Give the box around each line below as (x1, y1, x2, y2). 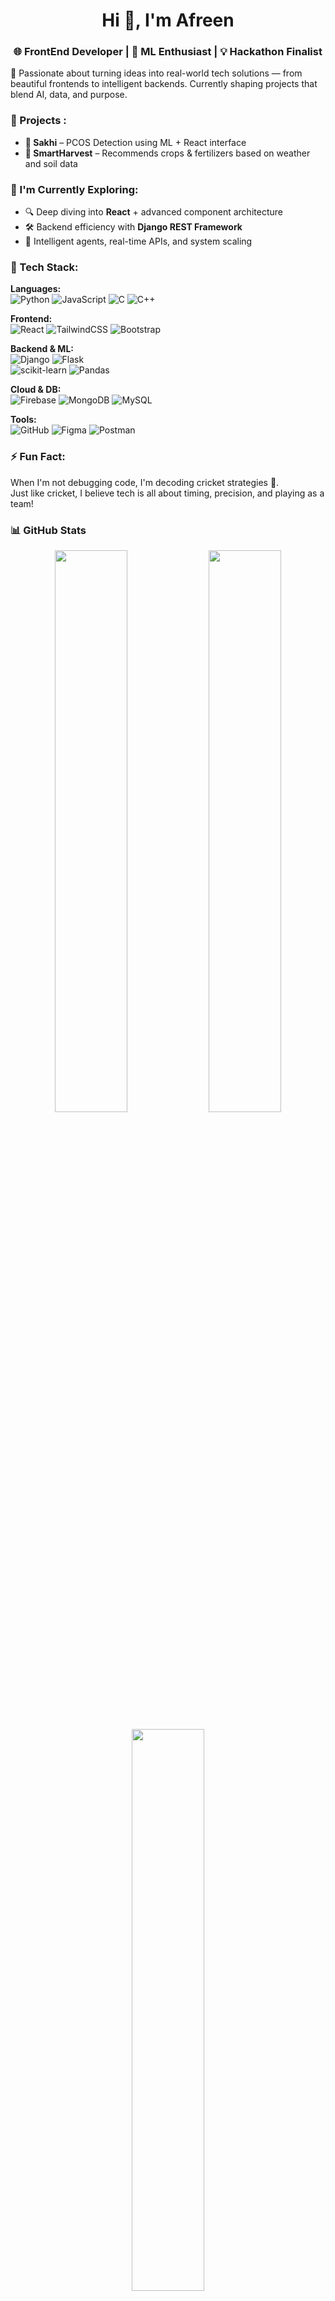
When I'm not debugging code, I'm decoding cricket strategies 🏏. (10, 476, 280, 488)
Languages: (10, 283, 62, 295)
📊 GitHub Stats (10, 523, 87, 537)
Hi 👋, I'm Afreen (101, 9, 235, 32)
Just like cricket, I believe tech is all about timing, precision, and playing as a (10, 487, 325, 499)
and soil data (24, 157, 78, 169)
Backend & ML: (10, 343, 74, 355)
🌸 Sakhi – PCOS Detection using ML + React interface (24, 136, 247, 148)
